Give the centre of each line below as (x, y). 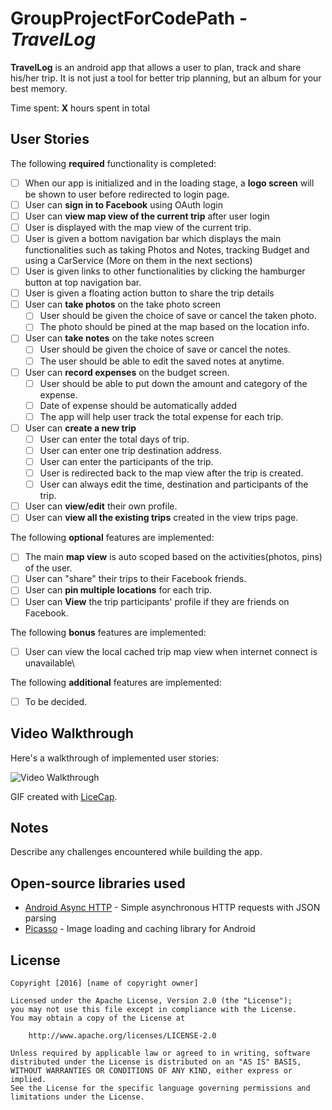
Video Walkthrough (72, 733)
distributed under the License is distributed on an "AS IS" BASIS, (156, 1062)
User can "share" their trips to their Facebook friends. (135, 579)
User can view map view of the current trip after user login (147, 216)
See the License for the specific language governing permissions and (160, 1088)
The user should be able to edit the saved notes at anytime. (162, 361)
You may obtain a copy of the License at (98, 1018)
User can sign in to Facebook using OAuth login (124, 204)
